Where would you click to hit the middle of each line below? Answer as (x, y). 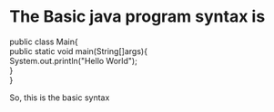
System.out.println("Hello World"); (74, 61)
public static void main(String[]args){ (79, 51)
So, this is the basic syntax (60, 98)
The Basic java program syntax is (137, 17)
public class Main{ (44, 42)
